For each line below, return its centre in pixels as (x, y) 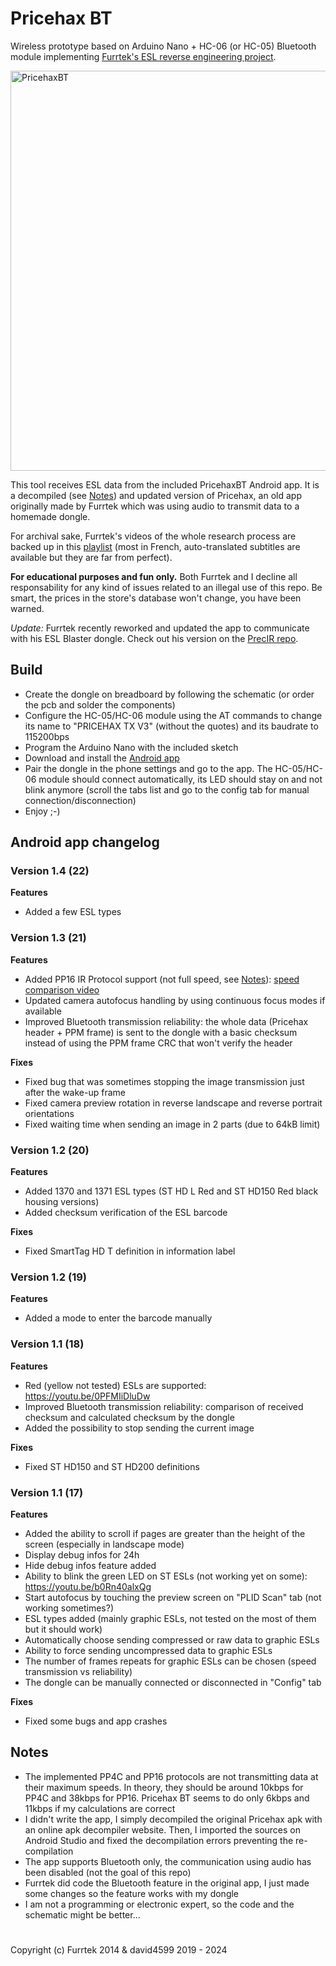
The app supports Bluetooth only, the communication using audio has (168, 1861)
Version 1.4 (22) (50, 871)
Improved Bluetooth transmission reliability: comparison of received (164, 1406)
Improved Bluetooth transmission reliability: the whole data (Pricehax (166, 1021)
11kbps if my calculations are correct (100, 1808)
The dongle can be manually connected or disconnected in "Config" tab (173, 1682)
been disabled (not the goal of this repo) (108, 1872)
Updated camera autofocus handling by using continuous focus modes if (175, 1000)
